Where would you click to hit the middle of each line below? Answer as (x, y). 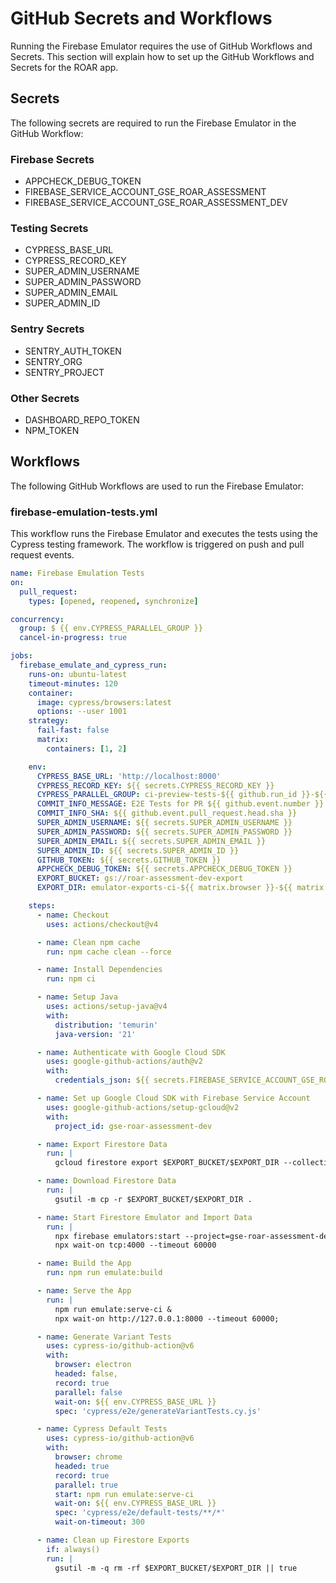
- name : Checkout (73, 915)
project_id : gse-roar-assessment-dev (133, 1126)
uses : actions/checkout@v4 (102, 924)
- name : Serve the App (84, 1291)
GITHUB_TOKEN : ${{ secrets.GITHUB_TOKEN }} (129, 860)
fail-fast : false (73, 730)
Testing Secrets (49, 228)
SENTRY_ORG (53, 361)
